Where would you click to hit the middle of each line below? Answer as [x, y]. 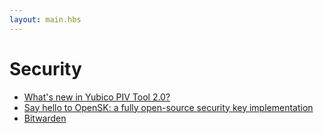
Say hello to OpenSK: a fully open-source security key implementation [168, 107]
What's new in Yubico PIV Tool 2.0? [97, 97]
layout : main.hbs [45, 19]
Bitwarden [45, 118]
